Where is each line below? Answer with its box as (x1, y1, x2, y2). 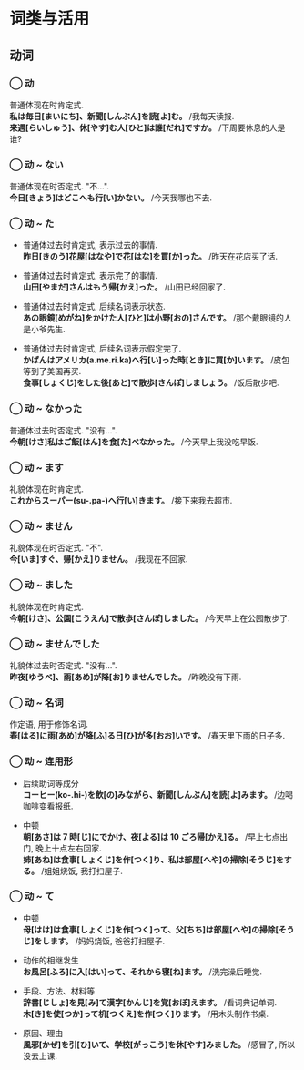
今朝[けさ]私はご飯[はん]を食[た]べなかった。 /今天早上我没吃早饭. (9, 436, 258, 447)
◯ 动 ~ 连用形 (9, 755, 73, 768)
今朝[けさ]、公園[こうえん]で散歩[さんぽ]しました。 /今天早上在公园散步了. (9, 612, 290, 624)
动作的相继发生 (22, 954, 79, 965)
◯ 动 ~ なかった (9, 403, 83, 415)
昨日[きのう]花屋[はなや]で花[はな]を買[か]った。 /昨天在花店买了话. (22, 251, 279, 262)
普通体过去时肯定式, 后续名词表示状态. (22, 301, 166, 312)
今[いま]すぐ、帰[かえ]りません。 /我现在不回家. (9, 554, 188, 565)
